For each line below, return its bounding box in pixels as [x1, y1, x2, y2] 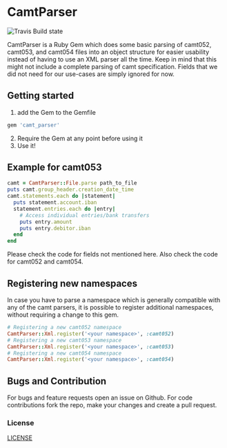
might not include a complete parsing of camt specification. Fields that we [7, 62, 218, 71]
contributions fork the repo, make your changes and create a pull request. [7, 401, 217, 409]
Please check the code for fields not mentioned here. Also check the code [7, 250, 219, 259]
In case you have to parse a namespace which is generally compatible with [7, 296, 221, 304]
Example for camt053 [7, 162, 102, 174]
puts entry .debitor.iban [19, 225, 91, 232]
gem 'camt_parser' [7, 122, 60, 129]
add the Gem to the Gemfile [17, 108, 97, 116]
